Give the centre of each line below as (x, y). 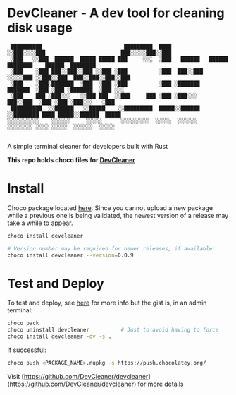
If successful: (27, 350)
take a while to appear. (40, 223)
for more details (161, 384)
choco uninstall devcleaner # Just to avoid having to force (113, 330)
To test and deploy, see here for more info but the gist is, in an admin (107, 303)
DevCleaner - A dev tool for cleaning (116, 13)
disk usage (40, 28)
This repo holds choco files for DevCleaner (71, 159)
